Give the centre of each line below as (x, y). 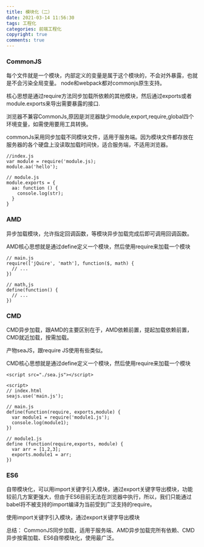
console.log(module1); (40, 423)
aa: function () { (35, 188)
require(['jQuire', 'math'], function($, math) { (70, 263)
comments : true (25, 40)
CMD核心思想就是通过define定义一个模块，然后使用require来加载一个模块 (99, 363)
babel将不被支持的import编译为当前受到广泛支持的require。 (81, 504)
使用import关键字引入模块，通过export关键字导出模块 (73, 517)
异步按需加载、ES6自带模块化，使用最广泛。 (62, 538)
